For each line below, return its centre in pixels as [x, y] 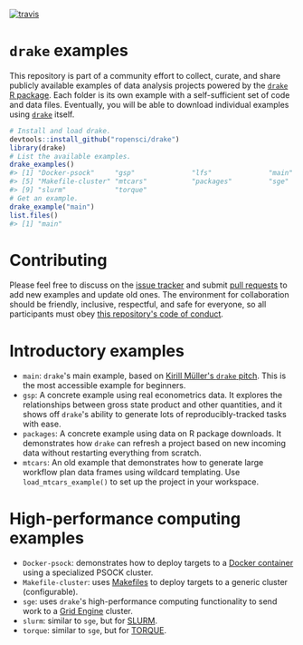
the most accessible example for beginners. [104, 386]
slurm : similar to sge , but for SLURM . [90, 621]
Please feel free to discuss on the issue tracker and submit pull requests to [148, 285]
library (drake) [38, 148]
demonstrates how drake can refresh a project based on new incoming [154, 444]
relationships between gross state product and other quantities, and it [152, 405]
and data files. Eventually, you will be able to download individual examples [149, 104]
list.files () [34, 215]
